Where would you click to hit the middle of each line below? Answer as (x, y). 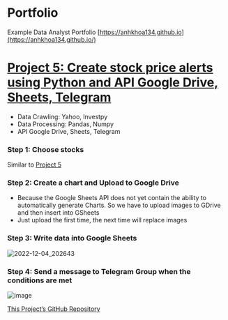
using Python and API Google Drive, (113, 83)
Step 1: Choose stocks (46, 149)
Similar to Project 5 (35, 165)
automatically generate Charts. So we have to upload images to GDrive (119, 205)
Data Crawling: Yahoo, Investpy (62, 116)
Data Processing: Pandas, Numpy (65, 124)
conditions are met (40, 280)
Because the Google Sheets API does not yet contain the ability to (112, 198)
